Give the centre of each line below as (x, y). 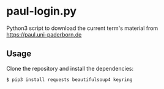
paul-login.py (42, 11)
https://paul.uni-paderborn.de (44, 34)
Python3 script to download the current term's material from (82, 28)
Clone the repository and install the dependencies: (70, 68)
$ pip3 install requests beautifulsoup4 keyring (69, 80)
